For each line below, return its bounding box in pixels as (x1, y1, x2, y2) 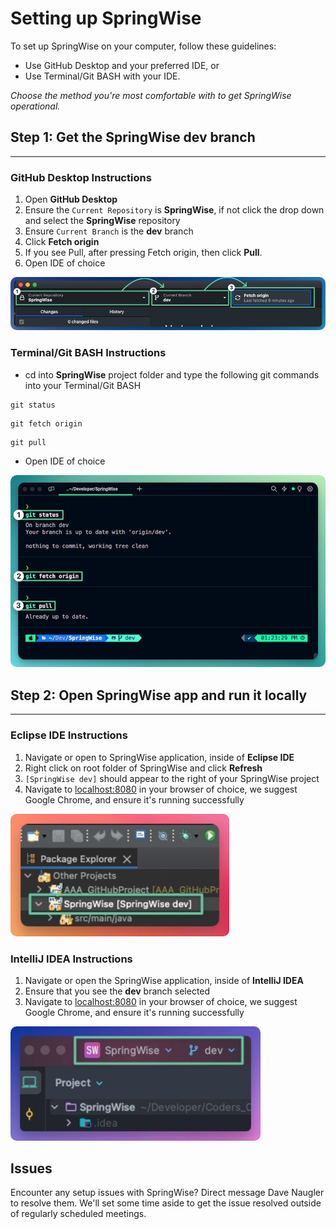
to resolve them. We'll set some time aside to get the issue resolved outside (10, 1197, 322, 1209)
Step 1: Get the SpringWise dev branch (10, 129, 256, 146)
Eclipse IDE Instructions (10, 728, 128, 742)
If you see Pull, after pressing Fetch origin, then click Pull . (24, 247, 263, 259)
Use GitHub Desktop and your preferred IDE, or (24, 59, 220, 71)
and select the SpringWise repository (24, 215, 181, 227)
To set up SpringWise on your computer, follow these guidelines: (10, 40, 277, 52)
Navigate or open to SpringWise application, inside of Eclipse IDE (24, 751, 295, 763)
